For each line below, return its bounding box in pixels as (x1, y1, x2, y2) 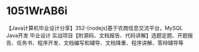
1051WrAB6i (6, 4, 68, 18)
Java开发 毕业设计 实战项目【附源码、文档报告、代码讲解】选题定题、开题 (6, 31, 188, 39)
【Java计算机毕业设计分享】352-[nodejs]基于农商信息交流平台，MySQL (6, 24, 183, 31)
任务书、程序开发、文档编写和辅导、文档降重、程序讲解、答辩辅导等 (16, 39, 184, 46)
